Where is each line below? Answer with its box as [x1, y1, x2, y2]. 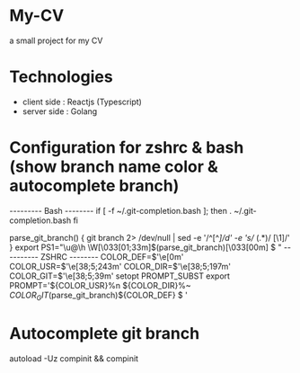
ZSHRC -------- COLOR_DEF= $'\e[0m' [40, 251, 184, 262]
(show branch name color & [9, 156, 218, 177]
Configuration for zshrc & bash [9, 138, 244, 158]
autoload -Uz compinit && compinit [9, 352, 139, 364]
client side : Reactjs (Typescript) [22, 96, 142, 107]
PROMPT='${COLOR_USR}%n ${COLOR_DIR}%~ [9, 280, 191, 290]
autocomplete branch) [9, 176, 180, 196]
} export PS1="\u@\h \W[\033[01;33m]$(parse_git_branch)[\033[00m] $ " [9, 242, 282, 253]
